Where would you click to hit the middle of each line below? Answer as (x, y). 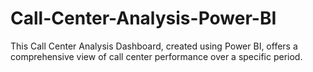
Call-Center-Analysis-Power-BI (143, 18)
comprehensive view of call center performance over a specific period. (156, 56)
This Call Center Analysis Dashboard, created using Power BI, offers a (154, 46)
